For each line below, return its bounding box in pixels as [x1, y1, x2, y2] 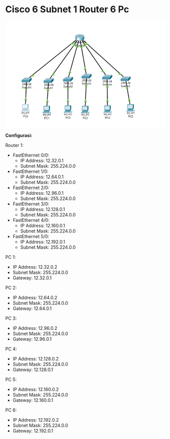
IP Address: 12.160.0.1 [20, 222, 65, 228]
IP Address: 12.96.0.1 [20, 190, 64, 196]
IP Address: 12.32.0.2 [12, 264, 58, 270]
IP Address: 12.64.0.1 [20, 173, 64, 179]
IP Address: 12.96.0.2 [12, 325, 58, 331]
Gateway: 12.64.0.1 [12, 305, 52, 312]
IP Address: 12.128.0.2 [12, 355, 59, 361]
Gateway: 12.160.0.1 [12, 397, 53, 403]
